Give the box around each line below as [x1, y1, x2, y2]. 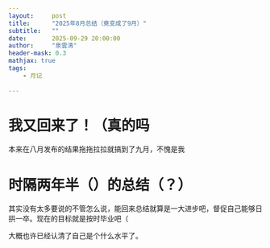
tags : [8, 64, 27, 72]
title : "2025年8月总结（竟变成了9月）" [8, 19, 147, 27]
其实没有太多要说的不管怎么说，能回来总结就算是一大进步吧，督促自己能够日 [8, 204, 263, 213]
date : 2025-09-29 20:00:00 [8, 34, 121, 43]
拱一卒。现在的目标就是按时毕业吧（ [8, 214, 129, 224]
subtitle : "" [8, 27, 60, 35]
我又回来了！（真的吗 [8, 116, 151, 134]
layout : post [8, 11, 67, 20]
